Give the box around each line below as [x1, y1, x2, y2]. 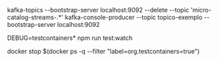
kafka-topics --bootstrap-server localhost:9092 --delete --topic [7, 6, 190, 14]
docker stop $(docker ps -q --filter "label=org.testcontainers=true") [7, 48, 200, 55]
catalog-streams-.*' [7, 13, 63, 21]
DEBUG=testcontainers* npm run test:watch [7, 34, 133, 42]
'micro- [190, 6, 212, 14]
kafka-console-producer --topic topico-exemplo [64, 13, 203, 21]
